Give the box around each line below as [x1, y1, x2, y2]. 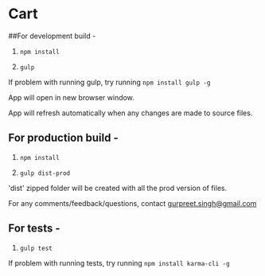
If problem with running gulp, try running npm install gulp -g [8, 77, 211, 87]
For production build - [8, 131, 119, 145]
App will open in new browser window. [8, 92, 135, 102]
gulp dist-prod [19, 169, 71, 177]
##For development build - [8, 31, 96, 41]
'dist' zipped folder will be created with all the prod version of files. [8, 183, 228, 192]
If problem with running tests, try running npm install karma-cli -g [8, 258, 230, 267]
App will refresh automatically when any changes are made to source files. [8, 108, 253, 118]
